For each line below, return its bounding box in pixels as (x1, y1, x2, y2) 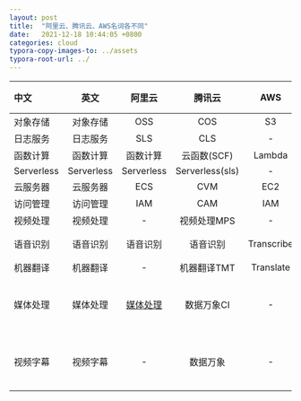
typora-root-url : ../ (9, 55, 90, 64)
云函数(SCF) (181, 150, 234, 161)
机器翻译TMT (178, 262, 236, 274)
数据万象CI (185, 299, 230, 310)
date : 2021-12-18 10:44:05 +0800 (9, 30, 142, 39)
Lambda (254, 149, 288, 161)
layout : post (9, 13, 58, 22)
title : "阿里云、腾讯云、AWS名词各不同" (9, 22, 149, 31)
